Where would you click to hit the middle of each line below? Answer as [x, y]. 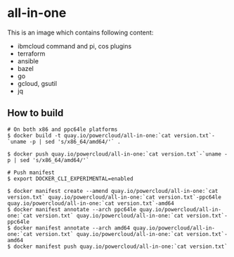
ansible [28, 61]
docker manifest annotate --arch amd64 [72, 228]
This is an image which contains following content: [80, 32]
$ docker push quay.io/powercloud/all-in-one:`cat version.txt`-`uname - [118, 154]
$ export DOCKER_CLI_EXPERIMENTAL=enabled [70, 178]
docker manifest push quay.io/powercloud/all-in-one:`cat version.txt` [121, 246]
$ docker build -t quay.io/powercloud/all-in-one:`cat [89, 135]
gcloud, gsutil [37, 83]
